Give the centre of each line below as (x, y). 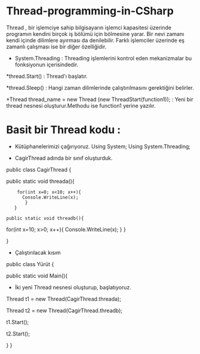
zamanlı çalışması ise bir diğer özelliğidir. (56, 47)
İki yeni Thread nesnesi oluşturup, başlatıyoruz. (73, 287)
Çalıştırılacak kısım (38, 252)
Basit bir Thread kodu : (64, 130)
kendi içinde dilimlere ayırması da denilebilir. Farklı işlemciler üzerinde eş (96, 40)
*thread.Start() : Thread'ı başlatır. (47, 76)
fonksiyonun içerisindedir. (47, 65)
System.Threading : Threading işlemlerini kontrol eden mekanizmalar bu (103, 58)
